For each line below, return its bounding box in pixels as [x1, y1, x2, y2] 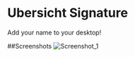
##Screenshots [7, 42, 52, 50]
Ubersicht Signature [7, 5, 129, 21]
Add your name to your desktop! [7, 28, 102, 37]
